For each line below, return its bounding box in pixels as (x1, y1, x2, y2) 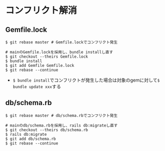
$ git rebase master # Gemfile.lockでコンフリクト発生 (5, 40, 118, 45)
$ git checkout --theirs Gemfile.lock (5, 54, 88, 59)
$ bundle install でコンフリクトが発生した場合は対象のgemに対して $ (12, 77, 160, 83)
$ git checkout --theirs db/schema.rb (5, 127, 88, 133)
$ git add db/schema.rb (5, 136, 56, 141)
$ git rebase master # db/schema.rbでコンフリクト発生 (5, 113, 118, 118)
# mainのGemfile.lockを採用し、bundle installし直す (5, 49, 114, 55)
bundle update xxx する (12, 84, 61, 89)
